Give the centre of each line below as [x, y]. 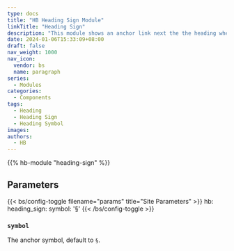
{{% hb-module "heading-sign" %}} [58, 163]
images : [18, 130]
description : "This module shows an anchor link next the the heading [112, 33]
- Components [32, 98]
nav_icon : [22, 59]
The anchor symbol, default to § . [54, 240]
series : [18, 78]
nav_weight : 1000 [32, 53]
